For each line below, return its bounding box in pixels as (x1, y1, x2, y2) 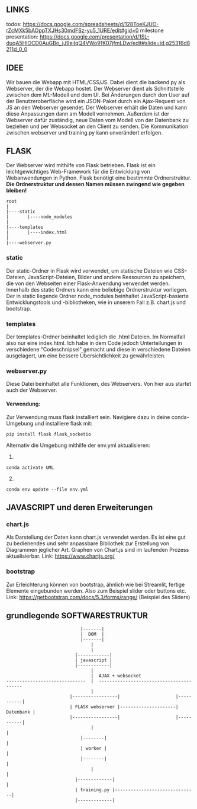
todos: (6, 20, 22, 27)
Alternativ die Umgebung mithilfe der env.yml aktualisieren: (6, 442, 150, 449)
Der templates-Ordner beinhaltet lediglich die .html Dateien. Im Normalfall (6, 333, 185, 340)
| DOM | (80, 631, 105, 638)
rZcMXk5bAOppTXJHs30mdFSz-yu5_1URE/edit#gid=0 (6, 27, 139, 34)
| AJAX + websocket (91, 673, 142, 679)
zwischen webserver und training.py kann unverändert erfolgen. (6, 129, 163, 136)
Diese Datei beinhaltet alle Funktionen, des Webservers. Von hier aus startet (6, 380, 192, 388)
